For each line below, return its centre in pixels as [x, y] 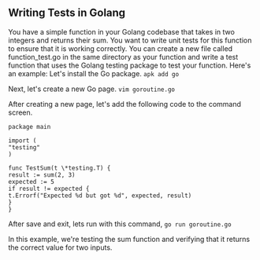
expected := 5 [32, 181]
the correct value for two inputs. [60, 247]
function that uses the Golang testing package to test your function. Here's [130, 65]
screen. [20, 112]
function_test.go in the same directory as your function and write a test [123, 57]
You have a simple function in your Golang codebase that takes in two [121, 31]
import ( [22, 141]
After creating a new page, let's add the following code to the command [125, 104]
